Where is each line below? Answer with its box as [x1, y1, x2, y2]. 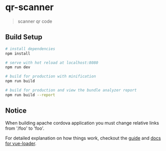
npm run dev [5, 65, 30, 70]
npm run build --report [5, 92, 56, 97]
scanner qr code [17, 18, 53, 24]
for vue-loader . [5, 140, 37, 146]
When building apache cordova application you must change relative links [5, 120, 159, 126]
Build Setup [5, 33, 43, 41]
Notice [5, 107, 27, 115]
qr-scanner [5, 2, 54, 13]
